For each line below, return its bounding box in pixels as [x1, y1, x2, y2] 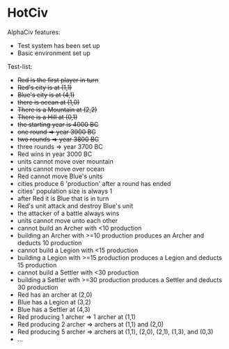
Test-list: [7, 62, 33, 70]
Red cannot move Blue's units [17, 172, 103, 180]
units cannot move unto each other [17, 216, 118, 224]
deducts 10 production [17, 238, 82, 247]
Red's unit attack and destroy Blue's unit [17, 201, 134, 210]
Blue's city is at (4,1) [17, 91, 75, 99]
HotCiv [7, 5, 49, 21]
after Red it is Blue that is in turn [17, 194, 109, 203]
